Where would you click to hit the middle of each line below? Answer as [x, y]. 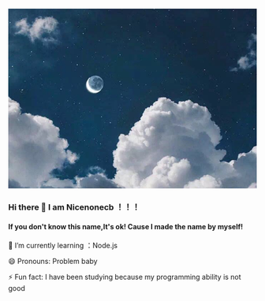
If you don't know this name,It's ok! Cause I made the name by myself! [126, 227]
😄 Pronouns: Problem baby [53, 261]
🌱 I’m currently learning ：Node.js [63, 245]
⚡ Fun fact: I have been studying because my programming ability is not [125, 277]
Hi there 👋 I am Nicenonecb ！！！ [74, 207]
